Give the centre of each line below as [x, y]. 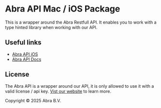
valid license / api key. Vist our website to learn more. [58, 91]
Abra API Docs [27, 59]
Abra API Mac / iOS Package [63, 9]
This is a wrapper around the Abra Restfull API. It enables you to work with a [81, 22]
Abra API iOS [25, 54]
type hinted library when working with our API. [51, 27]
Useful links [23, 43]
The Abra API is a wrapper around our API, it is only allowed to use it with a [80, 86]
